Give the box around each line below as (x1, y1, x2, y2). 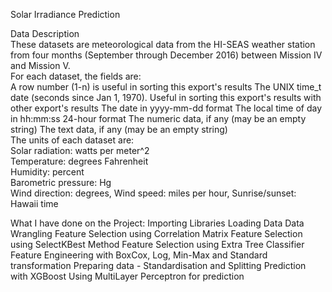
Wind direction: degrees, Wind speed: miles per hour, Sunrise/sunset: (10, 187, 297, 199)
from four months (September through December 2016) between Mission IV (10, 49, 323, 61)
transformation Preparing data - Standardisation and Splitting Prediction (10, 260, 307, 271)
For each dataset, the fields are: (10, 70, 142, 82)
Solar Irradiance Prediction (10, 9, 121, 20)
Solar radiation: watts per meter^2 (10, 145, 150, 156)
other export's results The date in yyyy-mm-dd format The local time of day (10, 102, 323, 114)
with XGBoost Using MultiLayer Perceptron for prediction (10, 270, 245, 282)
